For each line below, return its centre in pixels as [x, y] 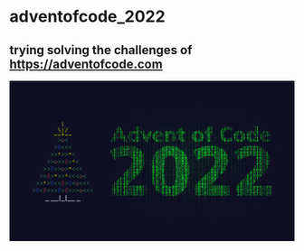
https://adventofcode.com [86, 64]
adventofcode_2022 [87, 17]
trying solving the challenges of [101, 50]
